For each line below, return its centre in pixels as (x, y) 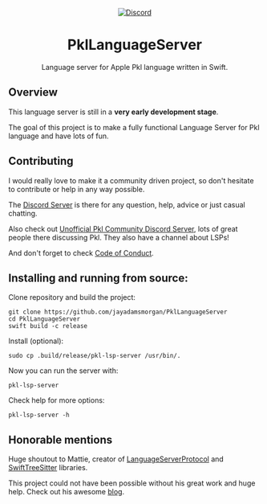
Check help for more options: (57, 400)
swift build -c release (48, 326)
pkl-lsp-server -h (39, 415)
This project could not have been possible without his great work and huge (132, 483)
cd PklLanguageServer (44, 319)
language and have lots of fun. (59, 136)
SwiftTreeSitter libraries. (48, 468)
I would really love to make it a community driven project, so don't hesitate (131, 180)
